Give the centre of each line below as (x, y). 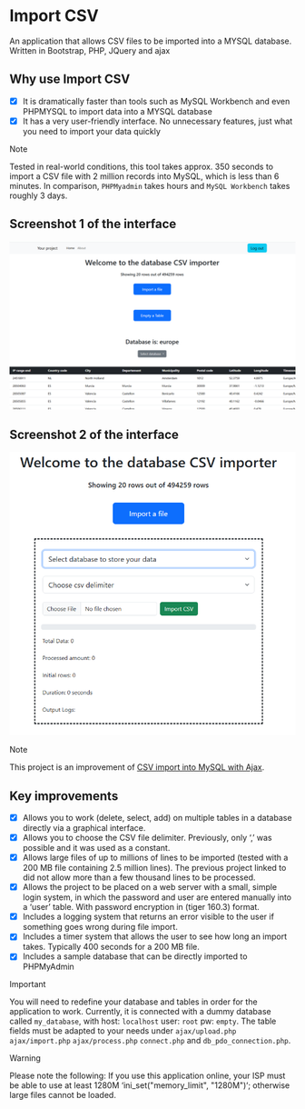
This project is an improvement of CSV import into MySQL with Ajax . (137, 767)
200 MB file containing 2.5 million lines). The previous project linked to (154, 868)
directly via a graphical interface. (84, 827)
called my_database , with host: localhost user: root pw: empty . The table (143, 1021)
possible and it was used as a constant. (96, 848)
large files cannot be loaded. (63, 1095)
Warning (25, 1058)
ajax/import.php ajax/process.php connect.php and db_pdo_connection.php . (150, 1041)
